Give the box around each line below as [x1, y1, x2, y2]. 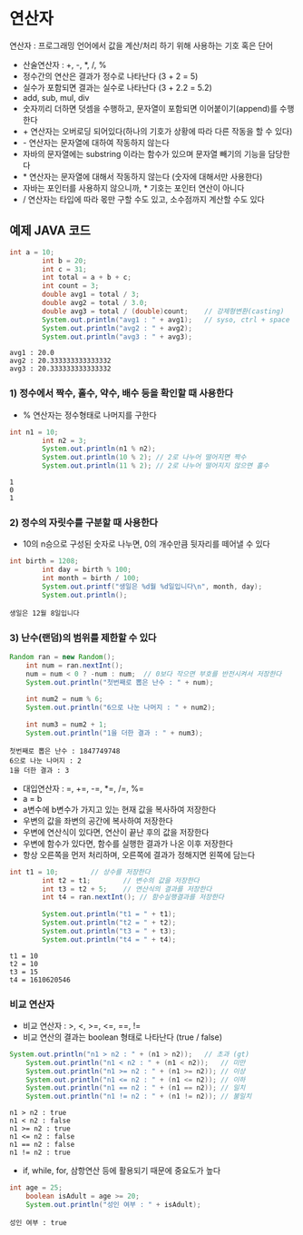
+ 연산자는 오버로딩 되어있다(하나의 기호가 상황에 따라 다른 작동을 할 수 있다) [22, 125, 293, 136]
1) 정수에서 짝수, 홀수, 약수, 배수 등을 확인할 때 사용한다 [9, 387, 234, 400]
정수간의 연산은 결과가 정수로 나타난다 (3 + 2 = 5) [22, 70, 199, 82]
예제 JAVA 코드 [9, 223, 91, 239]
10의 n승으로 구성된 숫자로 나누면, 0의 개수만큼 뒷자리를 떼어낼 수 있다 [22, 538, 270, 549]
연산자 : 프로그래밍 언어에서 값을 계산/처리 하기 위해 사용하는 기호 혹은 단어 [9, 40, 274, 51]
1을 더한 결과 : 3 [9, 766, 70, 775]
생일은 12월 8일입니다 [9, 608, 80, 617]
